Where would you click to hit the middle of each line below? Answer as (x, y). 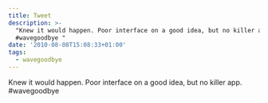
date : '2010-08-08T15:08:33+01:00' (67, 45)
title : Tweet (30, 15)
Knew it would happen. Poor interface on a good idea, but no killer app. (125, 82)
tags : (17, 52)
